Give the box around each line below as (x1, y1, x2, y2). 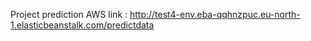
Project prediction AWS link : (10, 9, 128, 20)
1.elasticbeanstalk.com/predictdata (10, 19, 155, 31)
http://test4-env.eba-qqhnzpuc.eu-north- (129, 9, 301, 20)
